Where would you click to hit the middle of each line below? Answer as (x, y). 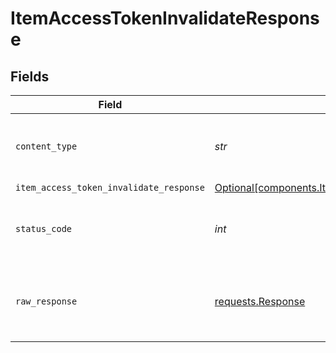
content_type (46, 146)
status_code (44, 228)
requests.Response (260, 301)
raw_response (46, 301)
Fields (30, 76)
